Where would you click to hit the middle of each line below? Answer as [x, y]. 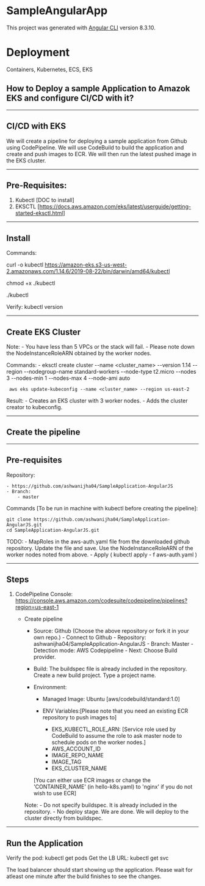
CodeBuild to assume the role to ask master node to [117, 736]
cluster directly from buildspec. [63, 818]
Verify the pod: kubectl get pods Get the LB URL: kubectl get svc [88, 858]
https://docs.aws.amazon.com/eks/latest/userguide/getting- [115, 206]
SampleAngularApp [57, 11]
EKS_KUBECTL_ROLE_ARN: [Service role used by [114, 729]
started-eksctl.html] [40, 213]
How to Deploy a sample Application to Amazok [98, 89]
